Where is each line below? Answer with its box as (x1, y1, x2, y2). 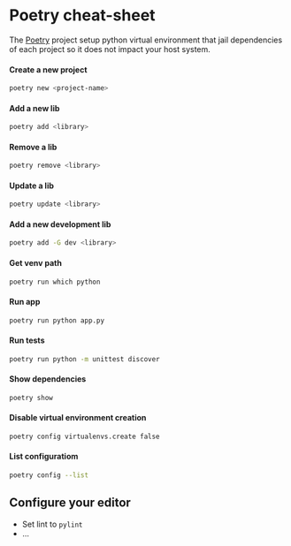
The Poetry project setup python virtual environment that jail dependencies (9, 34, 283, 45)
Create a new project (9, 64, 88, 75)
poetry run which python (9, 277, 101, 286)
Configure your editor (9, 496, 131, 511)
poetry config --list (9, 470, 89, 480)
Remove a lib (9, 141, 57, 152)
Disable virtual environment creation (9, 413, 147, 423)
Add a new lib (9, 102, 60, 113)
